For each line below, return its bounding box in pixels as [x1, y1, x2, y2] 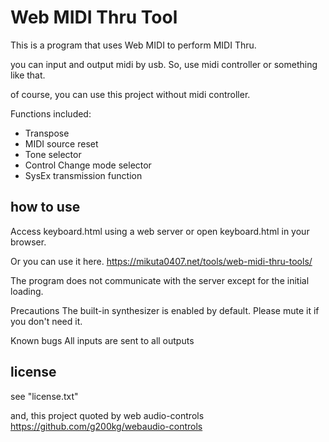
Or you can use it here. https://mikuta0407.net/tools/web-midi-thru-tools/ [10, 255, 313, 267]
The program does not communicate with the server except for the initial [10, 274, 310, 286]
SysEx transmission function [24, 169, 143, 181]
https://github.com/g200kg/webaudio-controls [10, 420, 203, 432]
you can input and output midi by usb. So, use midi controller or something [10, 58, 318, 70]
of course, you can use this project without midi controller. [10, 88, 251, 100]
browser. [10, 236, 47, 248]
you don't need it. [10, 315, 83, 327]
